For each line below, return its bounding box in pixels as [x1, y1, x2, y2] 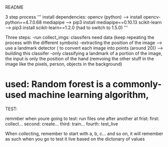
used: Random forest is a [5, 79, 111, 90]
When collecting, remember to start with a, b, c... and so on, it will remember [5, 130, 163, 136]
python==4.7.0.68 [5, 20, 42, 25]
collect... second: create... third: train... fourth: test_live [5, 120, 118, 127]
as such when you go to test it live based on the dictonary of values [5, 135, 145, 142]
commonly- [112, 79, 162, 90]
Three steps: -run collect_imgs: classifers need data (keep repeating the [5, 35, 154, 40]
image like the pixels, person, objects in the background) [5, 61, 122, 67]
